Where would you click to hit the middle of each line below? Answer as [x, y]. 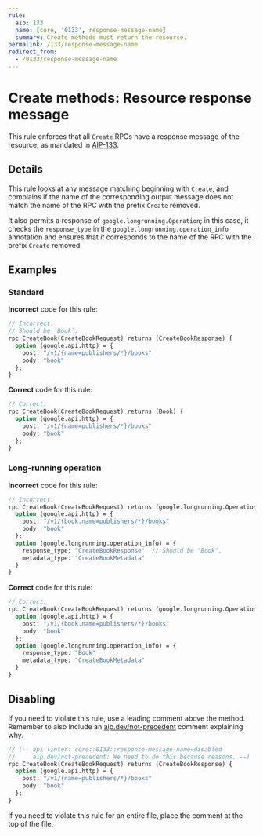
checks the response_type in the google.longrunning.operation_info [119, 228]
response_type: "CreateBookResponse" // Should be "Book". [122, 550]
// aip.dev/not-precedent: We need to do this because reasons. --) [129, 757]
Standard [26, 292]
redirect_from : [33, 52]
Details [25, 170]
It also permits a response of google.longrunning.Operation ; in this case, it [128, 220]
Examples [32, 270]
